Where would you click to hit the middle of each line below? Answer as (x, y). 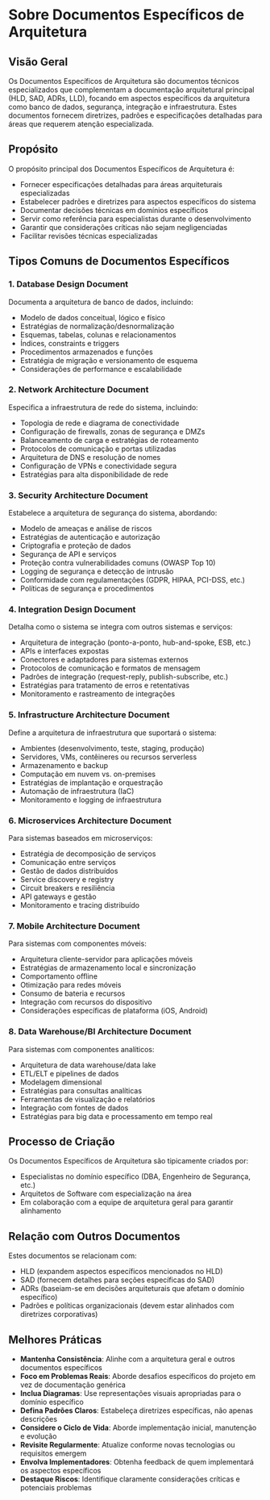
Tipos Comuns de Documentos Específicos (119, 261)
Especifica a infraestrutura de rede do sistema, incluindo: (104, 407)
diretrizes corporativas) (59, 1314)
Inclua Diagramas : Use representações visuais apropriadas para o (131, 1393)
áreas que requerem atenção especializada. (81, 124)
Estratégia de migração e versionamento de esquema (109, 360)
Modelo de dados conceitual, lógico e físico (92, 317)
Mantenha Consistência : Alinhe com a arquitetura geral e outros (127, 1359)
